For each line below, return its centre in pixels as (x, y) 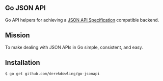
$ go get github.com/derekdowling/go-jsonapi (52, 74)
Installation (23, 63)
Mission (18, 36)
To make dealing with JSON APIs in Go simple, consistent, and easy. (74, 47)
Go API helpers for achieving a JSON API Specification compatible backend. (82, 20)
